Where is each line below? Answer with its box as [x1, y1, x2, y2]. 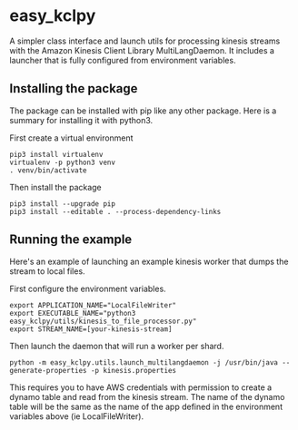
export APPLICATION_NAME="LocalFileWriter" [9, 300, 177, 309]
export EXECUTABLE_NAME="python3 [9, 308, 136, 318]
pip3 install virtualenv [9, 150, 104, 159]
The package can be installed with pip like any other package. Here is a [9, 105, 277, 116]
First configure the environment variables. [9, 283, 166, 294]
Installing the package [9, 81, 138, 96]
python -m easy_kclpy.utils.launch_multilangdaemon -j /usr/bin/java [9, 357, 279, 367]
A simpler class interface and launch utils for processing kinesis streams [9, 35, 281, 46]
